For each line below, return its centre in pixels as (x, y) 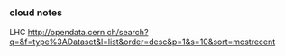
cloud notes (36, 13)
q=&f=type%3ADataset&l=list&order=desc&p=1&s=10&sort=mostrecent (142, 42)
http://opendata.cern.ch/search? (88, 33)
